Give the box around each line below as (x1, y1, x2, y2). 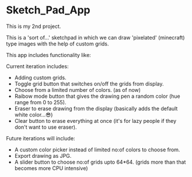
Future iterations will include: (6, 134, 75, 141)
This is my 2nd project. (6, 23, 61, 30)
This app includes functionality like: (6, 51, 92, 58)
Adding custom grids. (14, 74, 67, 81)
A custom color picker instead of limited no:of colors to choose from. (14, 146, 180, 153)
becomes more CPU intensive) (14, 164, 89, 172)
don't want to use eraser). (14, 123, 77, 130)
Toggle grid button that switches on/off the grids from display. (14, 80, 165, 87)
